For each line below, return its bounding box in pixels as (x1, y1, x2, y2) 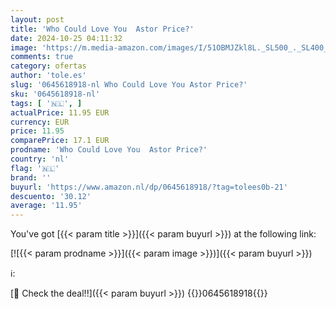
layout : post (10, 14, 65, 25)
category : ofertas (10, 61, 87, 71)
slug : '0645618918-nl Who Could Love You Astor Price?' (10, 80, 248, 90)
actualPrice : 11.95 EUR (10, 107, 110, 118)
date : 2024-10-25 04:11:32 (10, 33, 123, 43)
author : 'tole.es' (10, 71, 87, 81)
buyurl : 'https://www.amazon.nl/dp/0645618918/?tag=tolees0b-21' (10, 182, 288, 192)
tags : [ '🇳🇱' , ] (10, 98, 83, 108)
